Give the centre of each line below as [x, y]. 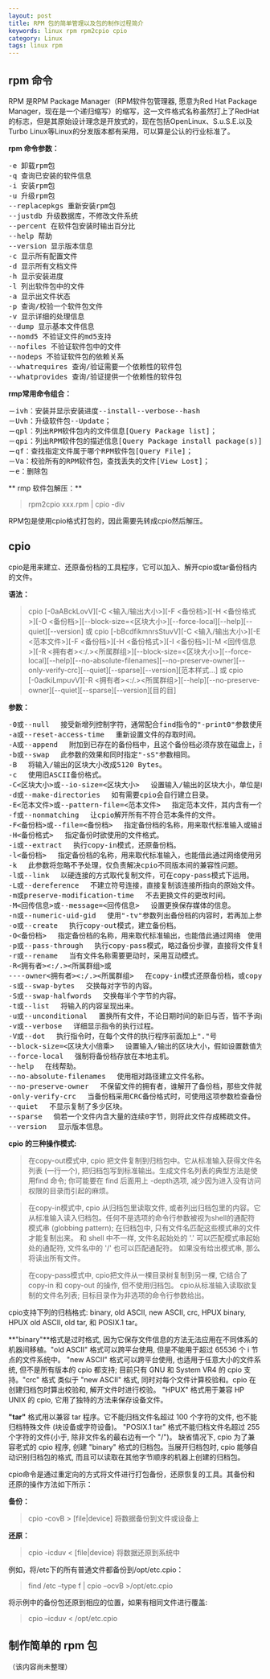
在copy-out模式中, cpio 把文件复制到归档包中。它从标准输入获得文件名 [145, 1160]
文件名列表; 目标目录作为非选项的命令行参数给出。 [125, 1295]
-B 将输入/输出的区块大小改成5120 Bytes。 [88, 764]
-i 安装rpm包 [32, 185]
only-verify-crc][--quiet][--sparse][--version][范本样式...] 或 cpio [135, 670]
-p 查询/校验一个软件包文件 [55, 306]
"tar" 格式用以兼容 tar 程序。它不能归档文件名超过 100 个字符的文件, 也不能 [133, 1417]
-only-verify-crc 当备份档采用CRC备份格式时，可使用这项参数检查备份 [135, 1096]
